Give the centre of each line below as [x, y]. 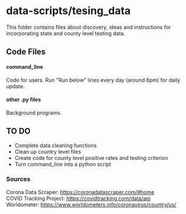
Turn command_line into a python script [63, 164]
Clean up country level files [48, 152]
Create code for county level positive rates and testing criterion [91, 158]
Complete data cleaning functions [56, 145]
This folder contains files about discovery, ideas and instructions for [89, 27]
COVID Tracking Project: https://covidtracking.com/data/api [79, 198]
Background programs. [34, 112]
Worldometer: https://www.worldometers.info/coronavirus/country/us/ [91, 205]
